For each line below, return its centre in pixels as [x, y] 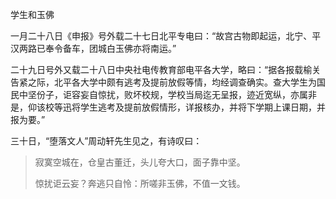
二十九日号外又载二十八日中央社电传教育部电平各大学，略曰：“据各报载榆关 [166, 69]
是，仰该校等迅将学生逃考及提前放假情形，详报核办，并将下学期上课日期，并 [168, 107]
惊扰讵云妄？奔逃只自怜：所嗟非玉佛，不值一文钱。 [140, 183]
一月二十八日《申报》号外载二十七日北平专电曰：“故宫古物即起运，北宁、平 [166, 36]
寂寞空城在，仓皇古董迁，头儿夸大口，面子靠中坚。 [140, 162]
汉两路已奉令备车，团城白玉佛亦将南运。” [93, 48]
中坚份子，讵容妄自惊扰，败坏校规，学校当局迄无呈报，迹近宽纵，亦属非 [167, 94]
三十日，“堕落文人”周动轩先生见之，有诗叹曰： [106, 141]
